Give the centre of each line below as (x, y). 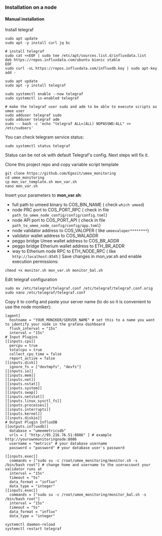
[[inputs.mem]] (20, 376)
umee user (15, 111)
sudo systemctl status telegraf (38, 146)
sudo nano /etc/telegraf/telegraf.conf (45, 293)
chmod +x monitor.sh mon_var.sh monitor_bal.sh (54, 271)
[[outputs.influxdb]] (27, 427)
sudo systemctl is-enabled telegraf (42, 98)
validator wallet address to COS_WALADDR (55, 236)
